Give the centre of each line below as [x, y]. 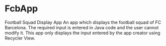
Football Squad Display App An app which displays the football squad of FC [83, 22]
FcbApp [21, 9]
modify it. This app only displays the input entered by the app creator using [82, 33]
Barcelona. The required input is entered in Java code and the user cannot [82, 27]
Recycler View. [20, 38]
